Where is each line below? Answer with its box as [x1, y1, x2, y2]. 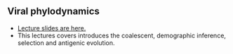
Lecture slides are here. [17, 24, 86, 32]
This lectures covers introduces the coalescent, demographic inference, [17, 31, 227, 39]
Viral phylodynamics [7, 6, 100, 17]
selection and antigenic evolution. [17, 38, 115, 47]
